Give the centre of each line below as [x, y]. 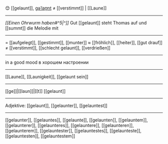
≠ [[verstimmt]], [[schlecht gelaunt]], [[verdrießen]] [58, 48]
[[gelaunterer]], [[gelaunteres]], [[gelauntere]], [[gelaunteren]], [69, 125]
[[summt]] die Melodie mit [32, 28]
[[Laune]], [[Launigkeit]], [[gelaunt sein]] [47, 77]
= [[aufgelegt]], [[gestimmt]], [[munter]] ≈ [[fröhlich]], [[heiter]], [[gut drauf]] [84, 42]
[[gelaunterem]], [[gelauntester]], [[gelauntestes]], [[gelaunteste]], [73, 131]
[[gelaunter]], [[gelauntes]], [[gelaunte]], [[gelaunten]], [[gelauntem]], [77, 120]
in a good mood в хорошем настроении [47, 62]
